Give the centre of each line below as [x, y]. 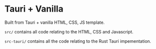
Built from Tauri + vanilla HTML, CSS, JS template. [55, 22]
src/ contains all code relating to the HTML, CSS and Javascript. [69, 32]
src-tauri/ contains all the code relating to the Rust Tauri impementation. [78, 41]
